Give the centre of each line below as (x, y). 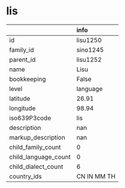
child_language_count (40, 157)
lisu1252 (89, 59)
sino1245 (90, 50)
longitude (22, 108)
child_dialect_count (36, 166)
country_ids (25, 176)
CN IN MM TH (96, 176)
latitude (20, 98)
